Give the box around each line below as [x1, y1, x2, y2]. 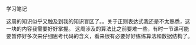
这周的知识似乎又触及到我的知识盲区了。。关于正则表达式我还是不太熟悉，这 [6, 18, 191, 25]
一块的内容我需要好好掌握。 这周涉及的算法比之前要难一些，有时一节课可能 [6, 25, 189, 32]
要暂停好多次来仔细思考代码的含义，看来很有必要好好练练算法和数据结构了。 [6, 33, 193, 40]
